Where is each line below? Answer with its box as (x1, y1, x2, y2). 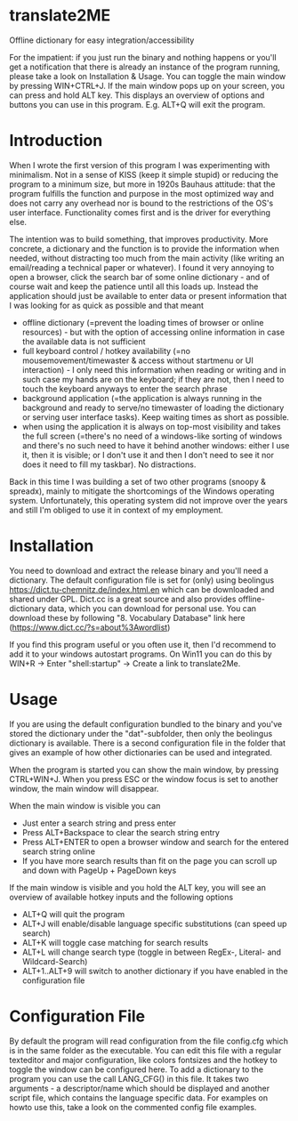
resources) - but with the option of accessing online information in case (21, 327, 286, 337)
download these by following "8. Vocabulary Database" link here (9, 612, 246, 623)
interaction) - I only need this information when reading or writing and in (21, 364, 286, 375)
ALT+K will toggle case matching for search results (21, 937, 209, 948)
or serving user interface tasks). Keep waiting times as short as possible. (21, 411, 289, 423)
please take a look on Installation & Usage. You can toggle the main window (9, 70, 286, 81)
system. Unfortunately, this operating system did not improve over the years (9, 495, 288, 505)
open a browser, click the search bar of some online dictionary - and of (9, 271, 270, 282)
